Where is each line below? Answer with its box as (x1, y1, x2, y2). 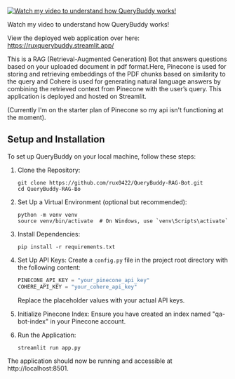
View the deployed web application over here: (7, 34, 140, 42)
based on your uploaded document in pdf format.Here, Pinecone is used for (7, 62, 227, 70)
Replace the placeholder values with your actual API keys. (17, 295, 185, 305)
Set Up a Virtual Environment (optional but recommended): (17, 197, 187, 206)
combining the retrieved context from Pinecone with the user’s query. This (7, 85, 222, 93)
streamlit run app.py (17, 344, 81, 351)
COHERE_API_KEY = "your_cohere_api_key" (17, 283, 137, 291)
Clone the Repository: (17, 166, 81, 174)
